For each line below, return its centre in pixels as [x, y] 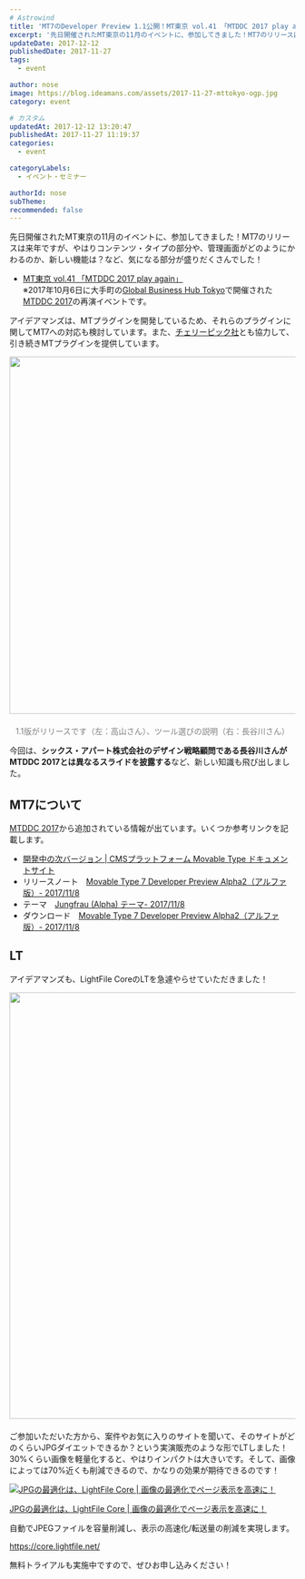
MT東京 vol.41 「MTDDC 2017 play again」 [103, 279]
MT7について [46, 804]
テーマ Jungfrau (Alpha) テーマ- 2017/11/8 [103, 905]
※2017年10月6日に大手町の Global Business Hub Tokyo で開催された [148, 290]
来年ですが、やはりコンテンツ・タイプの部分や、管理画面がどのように [156, 248]
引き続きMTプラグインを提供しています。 [87, 343]
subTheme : [28, 201]
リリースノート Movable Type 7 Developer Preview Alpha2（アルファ [155, 882]
